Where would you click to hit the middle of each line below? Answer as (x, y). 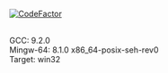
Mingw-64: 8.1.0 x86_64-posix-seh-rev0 (84, 50)
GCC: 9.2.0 (30, 41)
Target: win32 (35, 59)
